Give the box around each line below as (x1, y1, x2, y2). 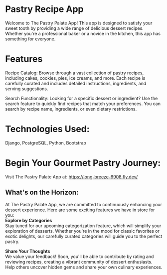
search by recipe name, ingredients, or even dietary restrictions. (5, 106, 137, 112)
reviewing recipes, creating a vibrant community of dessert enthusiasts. (5, 259, 153, 265)
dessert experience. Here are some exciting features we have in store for (5, 207, 156, 213)
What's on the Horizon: (5, 188, 79, 197)
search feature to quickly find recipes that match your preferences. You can (5, 101, 161, 107)
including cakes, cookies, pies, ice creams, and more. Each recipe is (5, 75, 146, 81)
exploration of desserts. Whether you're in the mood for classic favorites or (5, 228, 160, 234)
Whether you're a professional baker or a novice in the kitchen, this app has (5, 30, 161, 36)
